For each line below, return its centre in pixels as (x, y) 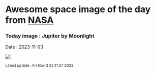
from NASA (29, 20)
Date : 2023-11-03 (24, 47)
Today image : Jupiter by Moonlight (50, 36)
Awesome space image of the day (78, 9)
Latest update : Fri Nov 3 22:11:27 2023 (39, 66)
